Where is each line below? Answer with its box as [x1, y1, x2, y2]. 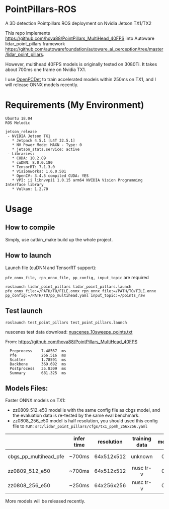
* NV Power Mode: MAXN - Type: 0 [12, 142, 82, 147]
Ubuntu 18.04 [5, 116, 33, 121]
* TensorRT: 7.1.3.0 [12, 164, 55, 169]
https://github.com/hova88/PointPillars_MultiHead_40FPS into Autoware [5, 35, 155, 41]
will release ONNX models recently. [5, 82, 79, 88]
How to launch [5, 251, 51, 260]
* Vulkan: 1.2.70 [12, 186, 49, 192]
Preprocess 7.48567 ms [10, 348, 66, 353]
